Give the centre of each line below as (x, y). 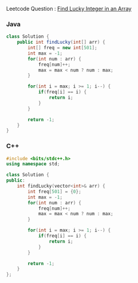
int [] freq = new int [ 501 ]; (62, 48)
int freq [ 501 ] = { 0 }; (55, 191)
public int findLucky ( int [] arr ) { (61, 42)
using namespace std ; (33, 164)
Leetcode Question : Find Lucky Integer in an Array (69, 9)
